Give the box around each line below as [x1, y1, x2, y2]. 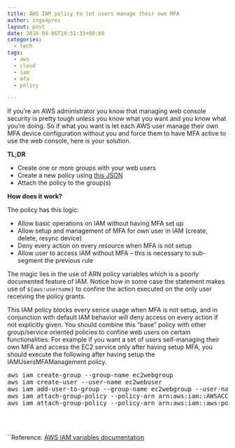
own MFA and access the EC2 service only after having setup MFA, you [7, 343, 213, 352]
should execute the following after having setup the [7, 350, 155, 359]
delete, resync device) [17, 234, 83, 243]
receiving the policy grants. [7, 292, 86, 301]
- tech [13, 43, 33, 50]
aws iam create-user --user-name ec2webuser [7, 378, 163, 386]
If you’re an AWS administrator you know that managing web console [7, 107, 206, 115]
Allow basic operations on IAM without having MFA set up [17, 219, 184, 228]
